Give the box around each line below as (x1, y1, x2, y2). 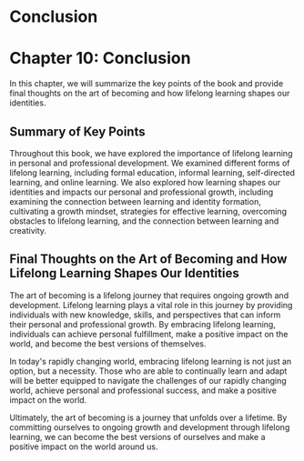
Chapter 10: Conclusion (9, 48, 191, 69)
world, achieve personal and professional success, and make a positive (9, 385, 278, 396)
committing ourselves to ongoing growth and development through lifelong (9, 421, 290, 433)
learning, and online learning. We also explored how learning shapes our (9, 176, 281, 187)
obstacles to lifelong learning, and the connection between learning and (9, 215, 279, 226)
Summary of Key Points (9, 124, 146, 139)
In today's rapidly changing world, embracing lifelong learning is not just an (9, 356, 292, 366)
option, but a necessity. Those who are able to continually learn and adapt (9, 366, 288, 376)
